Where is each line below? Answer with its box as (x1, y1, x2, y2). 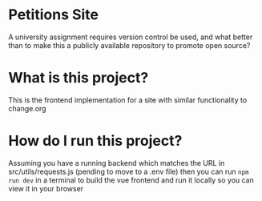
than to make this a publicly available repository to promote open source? (8, 40, 251, 50)
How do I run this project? (8, 132, 183, 150)
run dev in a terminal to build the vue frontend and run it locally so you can (8, 175, 255, 185)
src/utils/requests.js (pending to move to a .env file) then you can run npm (8, 167, 249, 176)
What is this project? (8, 69, 149, 87)
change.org (8, 103, 46, 113)
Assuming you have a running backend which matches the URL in (8, 158, 225, 167)
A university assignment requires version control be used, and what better (8, 32, 253, 42)
